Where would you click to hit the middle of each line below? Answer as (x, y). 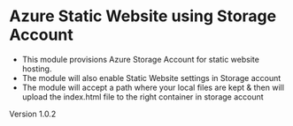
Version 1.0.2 (33, 114)
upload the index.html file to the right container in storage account (143, 96)
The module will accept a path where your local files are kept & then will (153, 87)
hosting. (37, 69)
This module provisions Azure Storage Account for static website (140, 59)
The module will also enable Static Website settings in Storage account (151, 78)
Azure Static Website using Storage (143, 16)
